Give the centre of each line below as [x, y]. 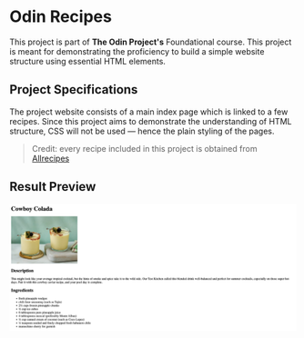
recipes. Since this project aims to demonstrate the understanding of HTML [151, 121]
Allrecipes [51, 158]
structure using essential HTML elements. [88, 61]
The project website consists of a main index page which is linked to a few [149, 112]
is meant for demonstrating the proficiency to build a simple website [137, 51]
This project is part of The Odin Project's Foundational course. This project [151, 42]
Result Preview [53, 187]
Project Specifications [74, 89]
